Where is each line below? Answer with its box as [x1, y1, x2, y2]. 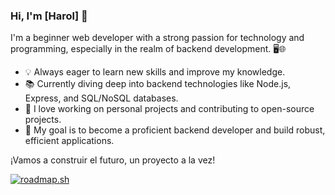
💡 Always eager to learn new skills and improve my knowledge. [24, 66, 286, 78]
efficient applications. [24, 135, 115, 147]
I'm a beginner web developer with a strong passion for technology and [10, 32, 305, 44]
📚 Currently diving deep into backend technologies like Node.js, [24, 78, 292, 90]
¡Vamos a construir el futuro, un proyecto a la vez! [10, 154, 216, 166]
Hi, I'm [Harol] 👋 [10, 9, 88, 23]
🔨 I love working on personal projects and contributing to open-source [24, 103, 315, 115]
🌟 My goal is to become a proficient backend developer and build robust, [24, 124, 326, 136]
